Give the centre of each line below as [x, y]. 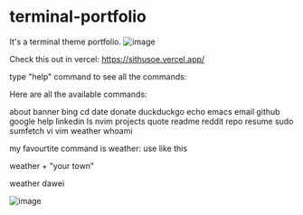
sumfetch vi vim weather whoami [71, 131]
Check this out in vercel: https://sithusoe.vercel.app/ [107, 59]
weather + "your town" [52, 165]
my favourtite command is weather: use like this [99, 148]
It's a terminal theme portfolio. [66, 42]
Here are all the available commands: [78, 94]
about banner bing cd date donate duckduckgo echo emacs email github [145, 111]
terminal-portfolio [78, 17]
